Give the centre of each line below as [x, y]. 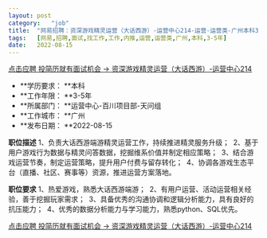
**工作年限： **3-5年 [56, 96]
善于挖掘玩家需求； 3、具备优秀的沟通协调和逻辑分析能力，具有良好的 [138, 199]
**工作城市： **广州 [52, 115]
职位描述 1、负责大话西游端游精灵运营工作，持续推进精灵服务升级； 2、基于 [133, 142]
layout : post [30, 16]
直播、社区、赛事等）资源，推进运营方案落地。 [99, 173]
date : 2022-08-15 [41, 45]
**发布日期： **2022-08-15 [66, 126]
